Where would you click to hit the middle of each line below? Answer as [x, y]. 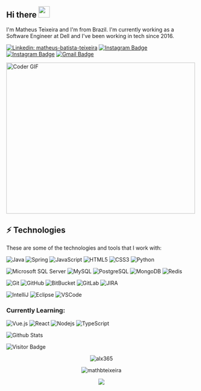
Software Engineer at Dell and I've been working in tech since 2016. [90, 36]
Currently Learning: [36, 310]
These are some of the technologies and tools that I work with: [84, 248]
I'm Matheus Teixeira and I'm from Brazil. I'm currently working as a [90, 29]
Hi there [22, 15]
